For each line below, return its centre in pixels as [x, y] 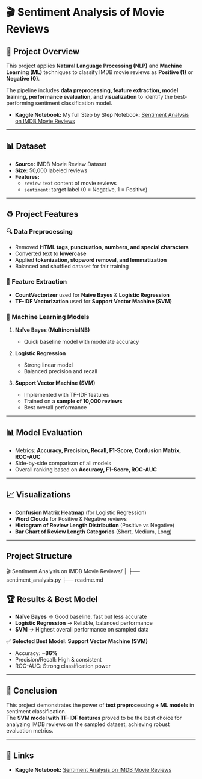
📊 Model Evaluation [44, 433]
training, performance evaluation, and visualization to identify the [90, 97]
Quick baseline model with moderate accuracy [81, 342]
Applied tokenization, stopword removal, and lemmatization [91, 259]
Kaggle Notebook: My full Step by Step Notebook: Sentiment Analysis [102, 115]
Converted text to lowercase [50, 253]
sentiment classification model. [74, 103]
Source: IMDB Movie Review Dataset [61, 164]
